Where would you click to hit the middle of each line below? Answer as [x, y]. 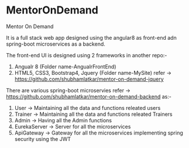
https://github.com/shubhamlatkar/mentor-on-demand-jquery [89, 79]
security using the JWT [43, 139]
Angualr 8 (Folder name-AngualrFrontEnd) [65, 66]
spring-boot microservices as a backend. [56, 44]
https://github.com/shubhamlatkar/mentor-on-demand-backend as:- [89, 97]
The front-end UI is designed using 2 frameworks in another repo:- [87, 55]
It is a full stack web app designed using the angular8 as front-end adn [91, 37]
